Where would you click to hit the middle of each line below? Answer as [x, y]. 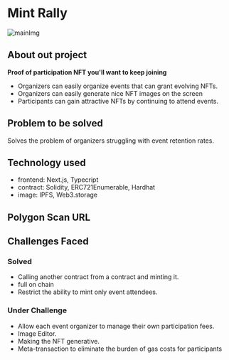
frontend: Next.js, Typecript [58, 180]
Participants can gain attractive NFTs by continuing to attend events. [118, 101]
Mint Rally [37, 13]
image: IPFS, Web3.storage [58, 195]
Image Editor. [37, 333]
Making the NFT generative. [58, 341]
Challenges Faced [48, 242]
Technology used [47, 162]
